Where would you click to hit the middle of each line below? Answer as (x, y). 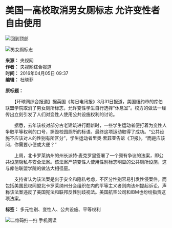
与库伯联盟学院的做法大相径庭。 (39, 168)
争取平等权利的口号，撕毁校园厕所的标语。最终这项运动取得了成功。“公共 (83, 131)
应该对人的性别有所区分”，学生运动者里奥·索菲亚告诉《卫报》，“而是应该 (90, 138)
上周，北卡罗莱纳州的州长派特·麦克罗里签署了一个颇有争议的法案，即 (87, 155)
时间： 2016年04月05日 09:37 (37, 73)
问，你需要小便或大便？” (31, 144)
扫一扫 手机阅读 (40, 220)
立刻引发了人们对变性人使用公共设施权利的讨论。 (66, 114)
